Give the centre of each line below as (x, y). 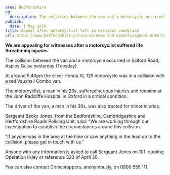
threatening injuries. (27, 51)
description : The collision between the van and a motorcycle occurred (87, 17)
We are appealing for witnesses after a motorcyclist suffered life (74, 45)
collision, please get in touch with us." (45, 142)
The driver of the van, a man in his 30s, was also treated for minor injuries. (83, 106)
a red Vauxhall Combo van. (33, 81)
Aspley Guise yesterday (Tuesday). (42, 66)
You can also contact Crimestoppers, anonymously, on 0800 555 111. (77, 167)
